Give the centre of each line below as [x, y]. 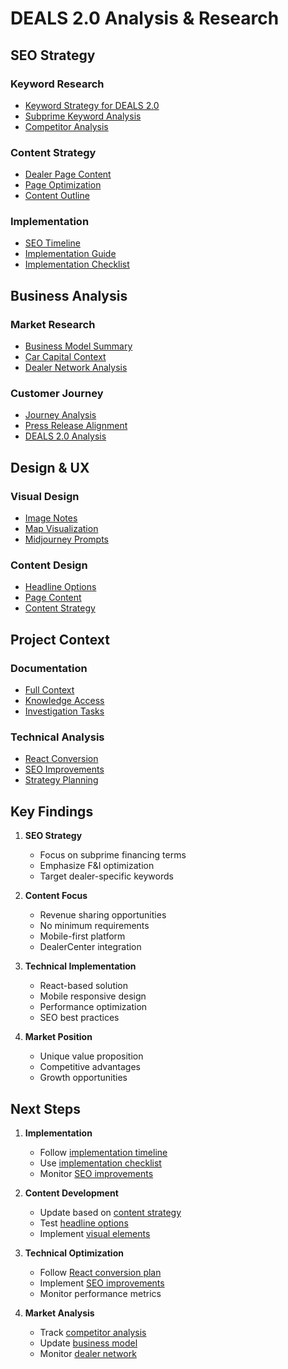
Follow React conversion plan [100, 1273]
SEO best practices [79, 1018]
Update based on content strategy [110, 1213]
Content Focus [56, 896]
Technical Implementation [80, 966]
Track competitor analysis [93, 1333]
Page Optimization [63, 185]
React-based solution [84, 986]
